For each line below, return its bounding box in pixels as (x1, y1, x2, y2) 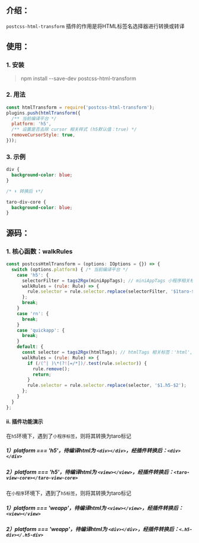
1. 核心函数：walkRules (6, 247, 73, 255)
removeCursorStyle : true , (11, 132, 76, 138)
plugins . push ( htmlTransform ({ (6, 110, 81, 116)
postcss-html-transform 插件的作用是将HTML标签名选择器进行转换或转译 (6, 23, 185, 30)
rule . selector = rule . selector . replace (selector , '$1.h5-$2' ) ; (27, 382, 187, 389)
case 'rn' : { (17, 310, 49, 316)
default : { (17, 344, 44, 350)
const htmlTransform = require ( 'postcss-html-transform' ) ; (6, 104, 155, 110)
